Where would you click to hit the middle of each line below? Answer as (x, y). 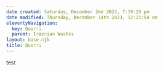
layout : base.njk (28, 40)
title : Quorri (24, 46)
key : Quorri (27, 29)
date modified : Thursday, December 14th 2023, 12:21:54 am (82, 17)
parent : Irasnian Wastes (43, 34)
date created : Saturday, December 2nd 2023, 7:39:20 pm (78, 12)
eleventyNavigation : (32, 23)
